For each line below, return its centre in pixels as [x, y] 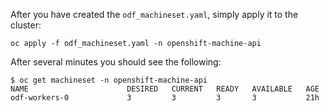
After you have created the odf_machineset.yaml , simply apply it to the [154, 14]
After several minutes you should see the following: [116, 62]
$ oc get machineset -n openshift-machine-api [109, 80]
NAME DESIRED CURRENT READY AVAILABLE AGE [165, 89]
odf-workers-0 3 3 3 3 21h [165, 98]
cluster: [26, 25]
